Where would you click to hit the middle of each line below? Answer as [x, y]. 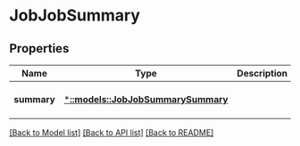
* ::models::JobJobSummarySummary [146, 99]
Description [262, 73]
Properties [39, 49]
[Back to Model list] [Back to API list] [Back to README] [112, 133]
